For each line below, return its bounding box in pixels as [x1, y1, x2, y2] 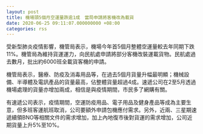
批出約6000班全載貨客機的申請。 [27, 58, 110, 65]
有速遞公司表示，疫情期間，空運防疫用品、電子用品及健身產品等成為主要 [6, 99, 186, 106]
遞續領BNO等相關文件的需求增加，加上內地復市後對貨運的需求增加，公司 [6, 114, 187, 121]
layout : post [6, 8, 39, 15]
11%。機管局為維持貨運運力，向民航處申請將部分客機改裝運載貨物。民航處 [6, 51, 191, 58]
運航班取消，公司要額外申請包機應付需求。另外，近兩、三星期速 [37, 106, 197, 113]
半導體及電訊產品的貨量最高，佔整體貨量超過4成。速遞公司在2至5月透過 [16, 78, 196, 86]
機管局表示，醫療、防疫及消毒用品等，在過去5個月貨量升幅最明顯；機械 [6, 71, 184, 78]
